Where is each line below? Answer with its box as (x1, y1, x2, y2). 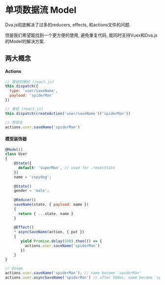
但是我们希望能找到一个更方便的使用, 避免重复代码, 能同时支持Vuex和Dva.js (5, 32, 158, 38)
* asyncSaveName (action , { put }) (14, 230, 84, 235)
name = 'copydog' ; (14, 175, 52, 179)
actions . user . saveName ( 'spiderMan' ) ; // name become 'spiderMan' (5, 271, 141, 276)
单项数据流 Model (5, 4, 77, 16)
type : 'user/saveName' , (9, 88, 58, 94)
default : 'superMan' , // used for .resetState (18, 166, 115, 171)
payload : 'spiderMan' (9, 93, 54, 98)
